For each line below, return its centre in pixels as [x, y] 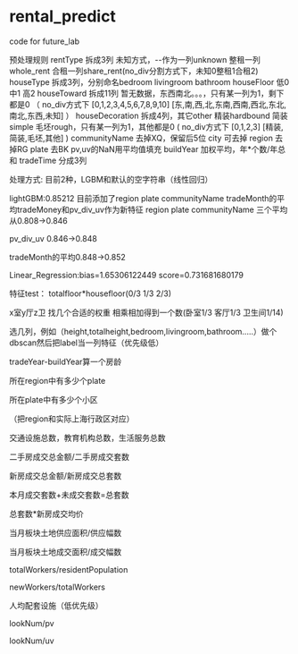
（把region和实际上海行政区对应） [72, 419]
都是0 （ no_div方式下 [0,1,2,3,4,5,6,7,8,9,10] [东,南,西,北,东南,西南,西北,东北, [148, 104]
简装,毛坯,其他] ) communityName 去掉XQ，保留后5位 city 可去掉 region [141, 138]
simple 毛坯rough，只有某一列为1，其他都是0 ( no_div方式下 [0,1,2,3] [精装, [146, 126]
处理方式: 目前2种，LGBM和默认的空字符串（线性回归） [111, 179]
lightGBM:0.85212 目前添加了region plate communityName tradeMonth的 [143, 198]
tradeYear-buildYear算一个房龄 [66, 361]
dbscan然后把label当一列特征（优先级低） [87, 343]
